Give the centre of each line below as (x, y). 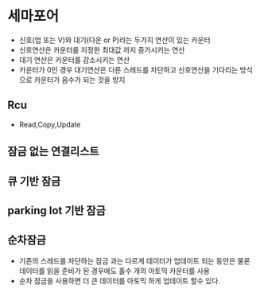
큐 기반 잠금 (34, 181)
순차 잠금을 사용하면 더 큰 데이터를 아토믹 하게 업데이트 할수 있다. (119, 280)
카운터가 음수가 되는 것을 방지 (80, 80)
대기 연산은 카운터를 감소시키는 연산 (74, 60)
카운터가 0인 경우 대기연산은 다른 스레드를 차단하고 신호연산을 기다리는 (128, 69)
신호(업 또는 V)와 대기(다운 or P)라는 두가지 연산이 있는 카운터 (115, 40)
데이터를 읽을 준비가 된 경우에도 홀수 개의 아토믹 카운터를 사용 (114, 271)
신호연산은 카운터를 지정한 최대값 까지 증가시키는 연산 (102, 49)
